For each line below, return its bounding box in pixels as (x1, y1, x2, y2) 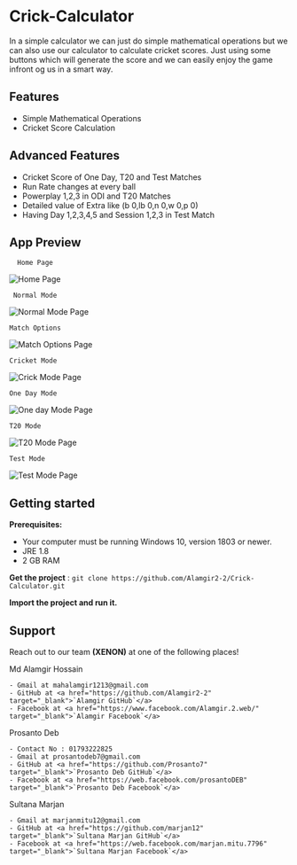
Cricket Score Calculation (21, 122, 116, 133)
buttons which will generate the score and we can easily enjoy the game (9, 54, 273, 65)
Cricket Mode (9, 356, 58, 365)
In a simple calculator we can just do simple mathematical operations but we (9, 35, 288, 46)
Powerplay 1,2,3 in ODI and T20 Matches (21, 191, 171, 201)
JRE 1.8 (21, 546, 50, 557)
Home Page (17, 259, 53, 268)
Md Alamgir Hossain (9, 664, 83, 674)
